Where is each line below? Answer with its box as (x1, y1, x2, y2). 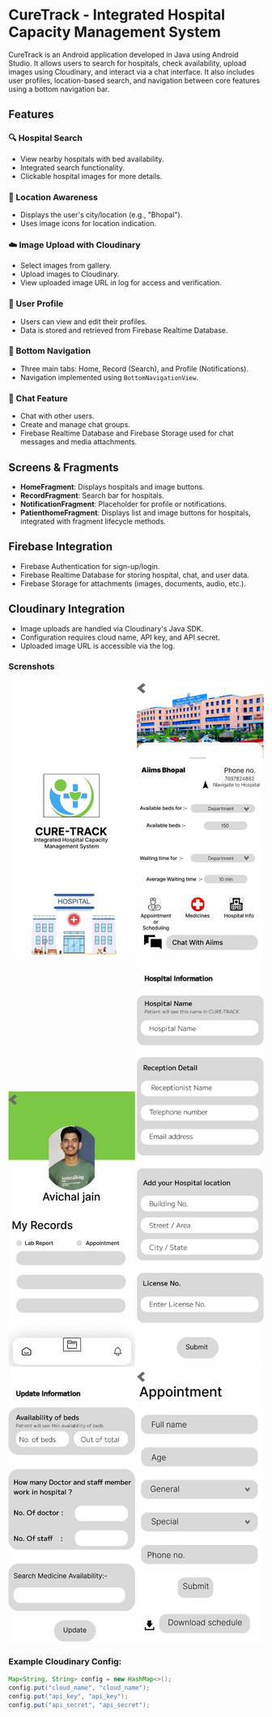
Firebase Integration (8, 540, 113, 554)
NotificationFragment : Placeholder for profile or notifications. (19, 499, 227, 508)
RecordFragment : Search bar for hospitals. (19, 490, 164, 500)
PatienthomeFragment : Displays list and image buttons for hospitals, (19, 507, 251, 517)
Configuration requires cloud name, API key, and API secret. (19, 632, 220, 642)
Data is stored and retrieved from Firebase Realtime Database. (19, 325, 228, 335)
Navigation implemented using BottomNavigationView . (19, 372, 198, 382)
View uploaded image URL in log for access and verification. (19, 278, 222, 288)
